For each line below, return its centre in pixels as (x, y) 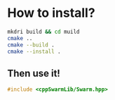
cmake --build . (31, 45)
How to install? (52, 13)
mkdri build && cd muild (43, 32)
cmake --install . (34, 51)
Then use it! (34, 73)
